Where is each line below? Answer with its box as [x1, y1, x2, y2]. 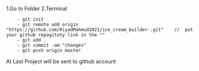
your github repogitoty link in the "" [6, 32, 105, 38]
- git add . [17, 37, 46, 43]
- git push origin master [17, 47, 82, 53]
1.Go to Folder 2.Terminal [6, 5, 67, 12]
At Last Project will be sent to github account [6, 58, 116, 64]
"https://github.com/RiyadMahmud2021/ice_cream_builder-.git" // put [6, 27, 194, 33]
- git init [17, 17, 44, 22]
